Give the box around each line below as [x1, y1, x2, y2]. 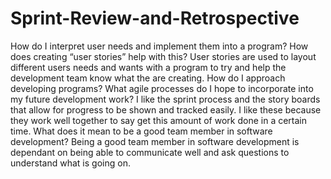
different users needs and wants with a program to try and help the [10, 61, 287, 73]
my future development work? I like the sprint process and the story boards [10, 93, 321, 105]
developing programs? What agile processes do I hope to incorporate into [10, 82, 314, 94]
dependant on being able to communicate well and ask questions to [10, 146, 290, 158]
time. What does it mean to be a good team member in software [10, 125, 273, 137]
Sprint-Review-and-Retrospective [10, 7, 300, 30]
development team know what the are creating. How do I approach [10, 72, 286, 84]
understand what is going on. [10, 157, 131, 169]
